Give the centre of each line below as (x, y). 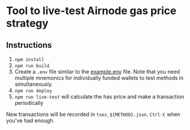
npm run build (32, 66)
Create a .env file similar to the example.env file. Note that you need (97, 71)
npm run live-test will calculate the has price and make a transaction (99, 96)
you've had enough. (30, 121)
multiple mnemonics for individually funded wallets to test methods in (99, 78)
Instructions (29, 45)
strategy (27, 23)
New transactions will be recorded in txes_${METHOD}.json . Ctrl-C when (93, 114)
